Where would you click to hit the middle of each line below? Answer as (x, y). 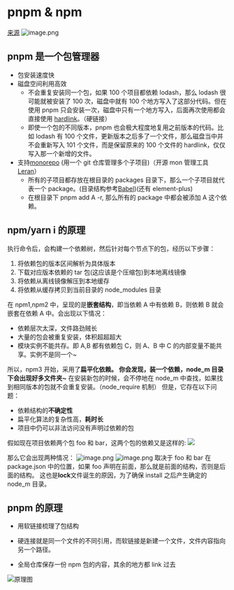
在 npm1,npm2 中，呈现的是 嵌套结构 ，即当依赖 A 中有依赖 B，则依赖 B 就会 (116, 304)
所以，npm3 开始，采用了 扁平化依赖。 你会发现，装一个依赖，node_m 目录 (116, 369)
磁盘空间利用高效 (42, 83)
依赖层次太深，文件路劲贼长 (57, 328)
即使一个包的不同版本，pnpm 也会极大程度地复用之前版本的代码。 (123, 127)
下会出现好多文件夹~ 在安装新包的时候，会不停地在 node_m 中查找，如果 (112, 378)
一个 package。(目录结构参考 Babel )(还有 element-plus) (114, 188)
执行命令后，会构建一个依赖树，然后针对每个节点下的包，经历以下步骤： (111, 248)
